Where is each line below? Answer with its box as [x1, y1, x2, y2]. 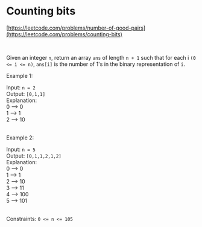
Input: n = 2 [6, 83, 36, 91]
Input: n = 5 [6, 145, 36, 153]
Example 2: [6, 134, 34, 141]
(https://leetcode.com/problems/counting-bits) [6, 30, 122, 37]
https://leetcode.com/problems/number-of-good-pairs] [8, 24, 146, 31]
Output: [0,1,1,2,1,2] [6, 152, 62, 159]
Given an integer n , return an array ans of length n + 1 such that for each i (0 [6, 54, 196, 61]
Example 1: [6, 72, 33, 79]
